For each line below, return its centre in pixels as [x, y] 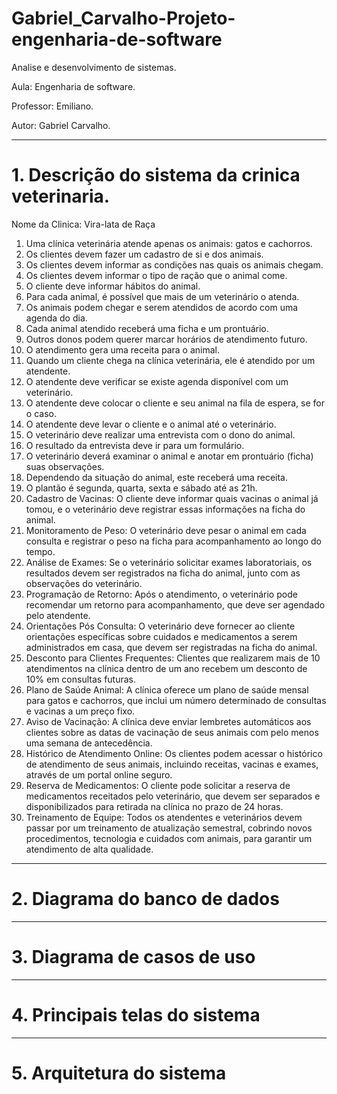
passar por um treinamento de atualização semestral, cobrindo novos [169, 828]
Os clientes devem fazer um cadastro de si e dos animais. [144, 254]
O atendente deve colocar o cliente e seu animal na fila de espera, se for [175, 403]
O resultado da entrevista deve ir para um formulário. [135, 445]
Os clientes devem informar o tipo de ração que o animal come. [156, 275]
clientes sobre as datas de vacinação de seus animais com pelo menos [172, 732]
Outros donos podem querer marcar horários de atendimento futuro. [166, 339]
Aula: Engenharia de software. [73, 86]
